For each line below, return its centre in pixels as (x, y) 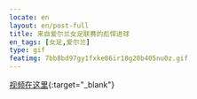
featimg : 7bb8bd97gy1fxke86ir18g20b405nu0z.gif (99, 58)
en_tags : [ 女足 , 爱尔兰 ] (50, 42)
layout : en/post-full (49, 26)
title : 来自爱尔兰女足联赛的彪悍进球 (70, 34)
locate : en (29, 17)
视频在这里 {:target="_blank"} (62, 84)
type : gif (28, 50)
